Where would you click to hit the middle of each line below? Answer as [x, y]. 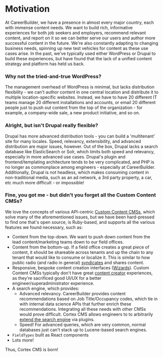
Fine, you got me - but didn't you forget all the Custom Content [81, 195]
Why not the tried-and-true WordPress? [53, 76]
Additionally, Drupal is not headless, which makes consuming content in [77, 172]
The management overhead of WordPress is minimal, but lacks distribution [80, 87]
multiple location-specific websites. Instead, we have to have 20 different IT [81, 97]
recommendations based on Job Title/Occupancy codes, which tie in [89, 299]
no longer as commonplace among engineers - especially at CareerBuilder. [80, 167]
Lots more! [23, 340]
